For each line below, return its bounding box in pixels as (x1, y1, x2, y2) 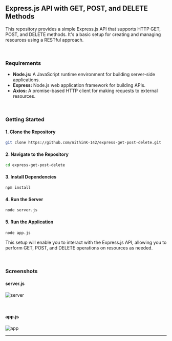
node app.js (5, 230, 31, 236)
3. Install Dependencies (5, 173, 57, 180)
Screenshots (5, 267, 38, 275)
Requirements (5, 59, 41, 66)
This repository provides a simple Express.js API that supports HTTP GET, (5, 26, 161, 32)
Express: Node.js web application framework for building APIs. (12, 82, 146, 88)
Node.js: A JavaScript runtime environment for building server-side (12, 71, 155, 78)
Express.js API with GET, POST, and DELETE (5, 4, 148, 13)
